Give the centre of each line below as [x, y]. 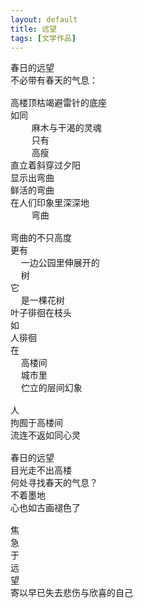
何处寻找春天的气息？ [54, 483]
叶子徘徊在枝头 [41, 313]
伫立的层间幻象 [51, 388]
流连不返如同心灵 [45, 435]
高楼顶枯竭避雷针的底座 [58, 103]
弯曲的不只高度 [41, 238]
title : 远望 [33, 29]
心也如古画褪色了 [45, 508]
